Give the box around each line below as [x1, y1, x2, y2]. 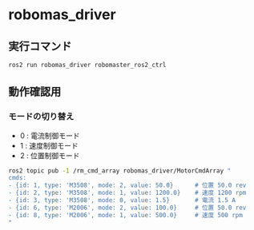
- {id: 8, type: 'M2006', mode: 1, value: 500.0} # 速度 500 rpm [8, 211, 243, 219]
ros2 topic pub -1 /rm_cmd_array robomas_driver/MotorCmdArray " [8, 166, 231, 175]
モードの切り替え [8, 111, 75, 122]
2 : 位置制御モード [19, 150, 80, 161]
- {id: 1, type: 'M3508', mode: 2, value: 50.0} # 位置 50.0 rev [8, 181, 247, 189]
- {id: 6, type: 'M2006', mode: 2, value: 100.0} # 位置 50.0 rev [8, 204, 247, 212]
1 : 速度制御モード [19, 141, 79, 150]
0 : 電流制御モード [19, 130, 80, 141]
